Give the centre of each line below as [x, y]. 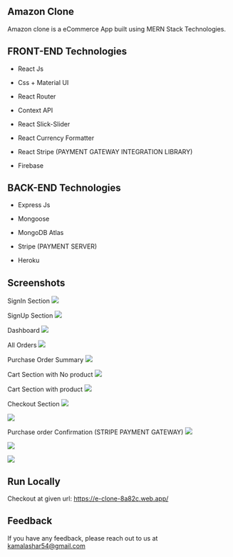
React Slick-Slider [44, 124]
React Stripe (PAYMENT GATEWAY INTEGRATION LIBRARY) [105, 151]
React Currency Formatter [56, 138]
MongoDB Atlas [41, 233]
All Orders [22, 345]
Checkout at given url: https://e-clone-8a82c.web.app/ [88, 498]
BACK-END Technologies [64, 188]
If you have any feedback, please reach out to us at [83, 538]
